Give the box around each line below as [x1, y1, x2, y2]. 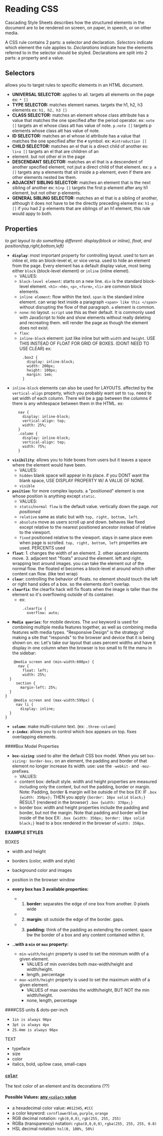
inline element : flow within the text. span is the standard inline [19, 294, 145, 299]
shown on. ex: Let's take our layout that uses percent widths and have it [12, 640, 156, 646]
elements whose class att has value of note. [12, 128, 100, 134]
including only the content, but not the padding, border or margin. [19, 783, 151, 789]
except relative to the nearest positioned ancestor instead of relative [19, 524, 156, 530]
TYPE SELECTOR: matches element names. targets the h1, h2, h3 [12, 101, 143, 108]
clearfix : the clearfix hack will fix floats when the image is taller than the [12, 586, 159, 592]
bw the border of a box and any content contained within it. [26, 932, 145, 938]
